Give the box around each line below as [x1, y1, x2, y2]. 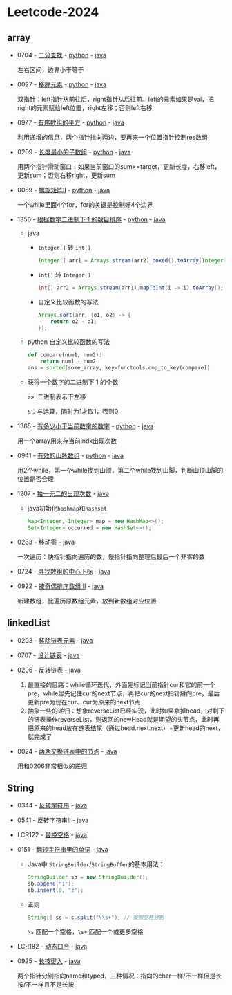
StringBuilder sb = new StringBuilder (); [27, 874, 148, 881]
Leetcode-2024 [7, 4, 99, 20]
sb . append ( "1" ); [27, 880, 75, 888]
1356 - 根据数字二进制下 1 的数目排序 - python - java [17, 215, 166, 223]
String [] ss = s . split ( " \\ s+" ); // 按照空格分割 [27, 914, 164, 921]
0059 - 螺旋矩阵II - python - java [17, 186, 110, 194]
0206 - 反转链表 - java [17, 666, 81, 674]
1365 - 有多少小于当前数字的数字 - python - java [17, 422, 154, 430]
